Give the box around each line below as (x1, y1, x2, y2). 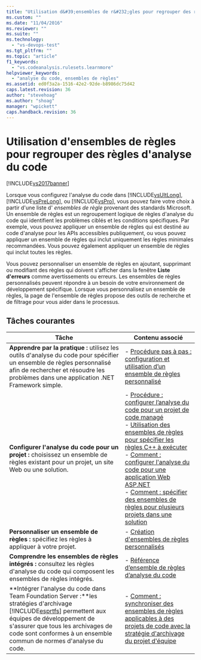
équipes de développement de (9, 615, 95, 623)
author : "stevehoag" (6, 92, 58, 98)
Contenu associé (133, 333, 184, 342)
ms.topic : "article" (6, 53, 58, 59)
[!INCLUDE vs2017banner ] (6, 180, 70, 187)
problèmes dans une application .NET (9, 373, 115, 382)
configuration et (124, 355, 170, 363)
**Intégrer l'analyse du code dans (9, 585, 106, 593)
